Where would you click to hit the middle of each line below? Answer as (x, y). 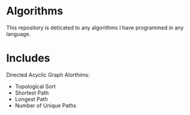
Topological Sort (35, 86)
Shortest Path (32, 93)
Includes (28, 58)
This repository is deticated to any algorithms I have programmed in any (95, 28)
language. (19, 34)
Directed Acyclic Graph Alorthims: (48, 75)
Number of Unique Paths (46, 105)
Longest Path (31, 99)
